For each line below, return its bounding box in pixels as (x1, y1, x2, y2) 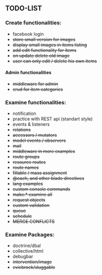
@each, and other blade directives (12, 175, 84, 181)
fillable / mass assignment (12, 170, 67, 176)
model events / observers (12, 137, 66, 144)
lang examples (12, 180, 43, 187)
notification (12, 110, 36, 116)
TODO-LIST (5, 4, 42, 13)
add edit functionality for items (12, 47, 77, 53)
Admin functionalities (5, 70, 52, 76)
